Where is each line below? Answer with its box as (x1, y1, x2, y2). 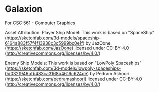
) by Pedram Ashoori (87, 70, 130, 76)
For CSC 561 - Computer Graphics (5, 20, 76, 26)
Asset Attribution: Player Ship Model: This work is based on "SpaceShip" (5, 29, 155, 35)
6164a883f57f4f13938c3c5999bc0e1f (5, 40, 83, 46)
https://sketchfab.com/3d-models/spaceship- (6, 35, 101, 41)
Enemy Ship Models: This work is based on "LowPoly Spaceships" (5, 60, 142, 66)
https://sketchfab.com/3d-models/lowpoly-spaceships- (6, 65, 121, 71)
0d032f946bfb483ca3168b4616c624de (5, 70, 87, 76)
